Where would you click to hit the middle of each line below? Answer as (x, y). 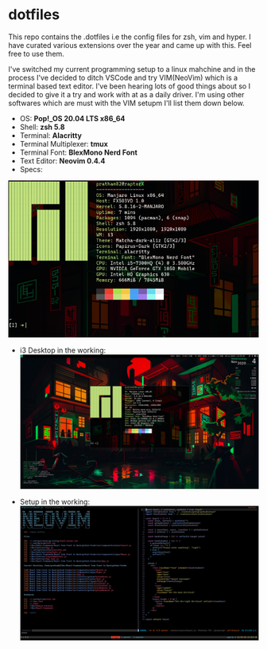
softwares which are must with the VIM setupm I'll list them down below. (126, 103)
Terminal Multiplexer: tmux (64, 144)
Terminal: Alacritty (50, 135)
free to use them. (37, 53)
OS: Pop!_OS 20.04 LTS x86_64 (72, 118)
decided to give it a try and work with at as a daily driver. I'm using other (126, 94)
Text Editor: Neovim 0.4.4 (62, 160)
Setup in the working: (54, 502)
